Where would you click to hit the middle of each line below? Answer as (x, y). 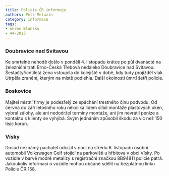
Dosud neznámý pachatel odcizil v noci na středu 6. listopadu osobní (77, 147)
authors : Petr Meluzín (29, 15)
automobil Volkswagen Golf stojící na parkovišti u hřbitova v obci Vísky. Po (82, 153)
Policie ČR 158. (21, 169)
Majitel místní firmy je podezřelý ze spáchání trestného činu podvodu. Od (81, 102)
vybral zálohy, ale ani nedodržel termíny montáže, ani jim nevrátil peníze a (82, 113)
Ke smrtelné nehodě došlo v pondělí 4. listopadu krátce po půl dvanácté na (83, 62)
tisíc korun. (17, 124)
